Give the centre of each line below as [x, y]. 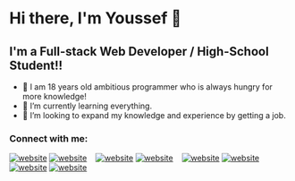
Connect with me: [49, 138]
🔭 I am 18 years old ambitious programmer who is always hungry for [147, 87]
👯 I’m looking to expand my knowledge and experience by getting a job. [154, 115]
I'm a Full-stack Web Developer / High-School [139, 52]
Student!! [36, 65]
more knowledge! [55, 96]
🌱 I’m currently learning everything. [87, 106]
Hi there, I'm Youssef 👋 [95, 18]
